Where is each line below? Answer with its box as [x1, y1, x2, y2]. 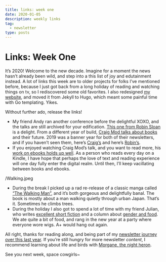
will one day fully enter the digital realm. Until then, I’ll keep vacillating [12, 160, 155, 166]
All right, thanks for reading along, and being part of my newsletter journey [5, 231, 157, 237]
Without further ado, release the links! [5, 109, 83, 115]
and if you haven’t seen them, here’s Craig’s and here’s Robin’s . [12, 139, 141, 145]
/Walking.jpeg [5, 175, 34, 181]
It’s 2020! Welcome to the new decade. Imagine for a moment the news [5, 68, 151, 74]
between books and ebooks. [12, 166, 71, 172]
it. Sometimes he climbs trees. [12, 201, 74, 207]
